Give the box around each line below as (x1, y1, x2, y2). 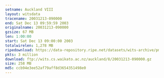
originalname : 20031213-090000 (5, 25, 69, 30)
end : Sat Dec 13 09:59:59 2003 (5, 20, 69, 26)
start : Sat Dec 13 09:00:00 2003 (5, 39, 73, 44)
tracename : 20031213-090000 (5, 16, 62, 21)
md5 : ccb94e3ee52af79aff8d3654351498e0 (5, 66, 86, 71)
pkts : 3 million (5, 52, 38, 57)
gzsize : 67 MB (5, 30, 34, 34)
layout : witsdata (5, 12, 41, 16)
